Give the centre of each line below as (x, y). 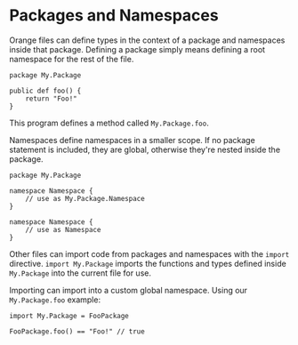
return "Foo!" (51, 99)
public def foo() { (45, 91)
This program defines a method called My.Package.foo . (109, 123)
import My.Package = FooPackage (69, 316)
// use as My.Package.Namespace (85, 198)
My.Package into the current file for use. (80, 273)
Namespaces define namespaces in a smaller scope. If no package (132, 140)
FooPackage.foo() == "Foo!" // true (77, 331)
